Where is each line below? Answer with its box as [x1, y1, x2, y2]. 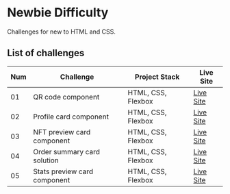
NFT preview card [33, 127, 91, 136]
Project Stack [134, 72, 180, 82]
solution [33, 156, 60, 165]
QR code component [33, 92, 100, 101]
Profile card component [33, 112, 110, 121]
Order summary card [33, 147, 101, 156]
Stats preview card [33, 167, 94, 176]
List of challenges [7, 47, 85, 59]
